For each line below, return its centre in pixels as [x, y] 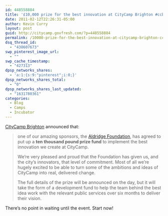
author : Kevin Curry [27, 24]
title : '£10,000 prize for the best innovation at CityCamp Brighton [79, 15]
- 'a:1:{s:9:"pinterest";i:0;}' [43, 75]
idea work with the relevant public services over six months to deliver [89, 193]
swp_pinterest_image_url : [32, 52]
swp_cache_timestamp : [28, 61]
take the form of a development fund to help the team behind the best [89, 187]
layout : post [19, 29]
